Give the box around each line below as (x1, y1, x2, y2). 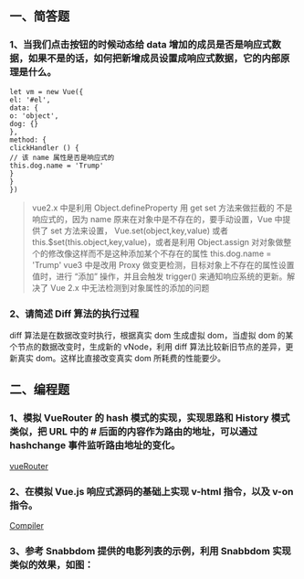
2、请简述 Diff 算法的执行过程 (9, 307, 140, 320)
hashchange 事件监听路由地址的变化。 (9, 439, 181, 452)
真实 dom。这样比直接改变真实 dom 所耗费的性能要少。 (16, 352, 226, 363)
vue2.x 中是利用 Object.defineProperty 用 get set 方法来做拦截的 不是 (31, 202, 293, 213)
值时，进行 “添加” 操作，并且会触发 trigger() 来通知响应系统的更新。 (31, 271, 288, 282)
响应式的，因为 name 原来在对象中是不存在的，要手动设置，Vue (31, 213, 273, 224)
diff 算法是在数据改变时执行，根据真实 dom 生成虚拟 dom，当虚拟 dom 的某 (9, 329, 294, 340)
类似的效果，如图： (9, 558, 94, 571)
